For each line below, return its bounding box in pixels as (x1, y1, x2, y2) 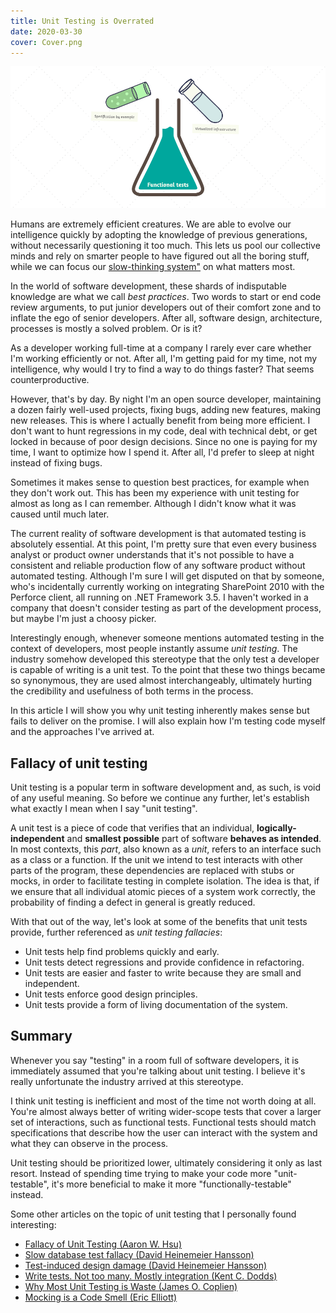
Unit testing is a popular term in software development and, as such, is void (10, 781, 322, 793)
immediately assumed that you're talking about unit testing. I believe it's (10, 1065, 306, 1077)
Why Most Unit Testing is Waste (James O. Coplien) (24, 1280, 238, 1292)
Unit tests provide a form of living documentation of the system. (24, 998, 288, 1010)
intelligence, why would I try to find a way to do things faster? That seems (10, 363, 315, 375)
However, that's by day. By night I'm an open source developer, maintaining (10, 393, 322, 405)
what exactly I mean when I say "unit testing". (10, 802, 198, 814)
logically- (256, 821, 297, 834)
